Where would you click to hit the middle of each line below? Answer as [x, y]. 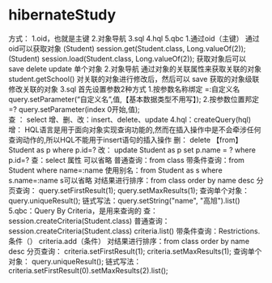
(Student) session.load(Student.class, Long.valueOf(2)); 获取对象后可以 [127, 58]
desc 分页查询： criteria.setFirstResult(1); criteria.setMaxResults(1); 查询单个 [135, 251]
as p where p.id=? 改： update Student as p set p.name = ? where [146, 150]
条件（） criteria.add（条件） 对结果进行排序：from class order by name [129, 241]
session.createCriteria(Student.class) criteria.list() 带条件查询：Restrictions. [134, 231]
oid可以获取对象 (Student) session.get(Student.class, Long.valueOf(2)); [127, 48]
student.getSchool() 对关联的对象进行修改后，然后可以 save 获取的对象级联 [134, 79]
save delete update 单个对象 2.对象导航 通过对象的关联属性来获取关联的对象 [135, 69]
